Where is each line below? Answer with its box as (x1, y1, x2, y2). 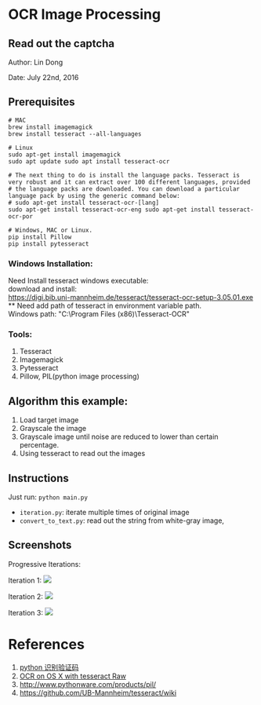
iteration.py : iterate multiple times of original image (19, 508, 190, 517)
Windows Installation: (8, 258, 93, 268)
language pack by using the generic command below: (8, 192, 180, 199)
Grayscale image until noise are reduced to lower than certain (19, 432, 219, 441)
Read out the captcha (8, 37, 115, 50)
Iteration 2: (8, 591, 43, 601)
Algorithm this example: (8, 394, 129, 407)
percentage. (19, 440, 60, 450)
